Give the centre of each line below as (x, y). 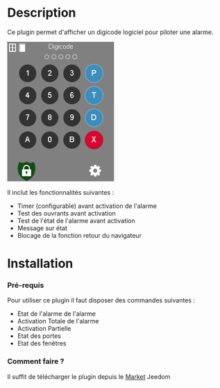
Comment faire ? (36, 362)
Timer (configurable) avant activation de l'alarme (87, 206)
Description (42, 13)
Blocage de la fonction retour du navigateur (79, 235)
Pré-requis (26, 285)
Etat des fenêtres (42, 343)
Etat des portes (39, 336)
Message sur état (42, 228)
